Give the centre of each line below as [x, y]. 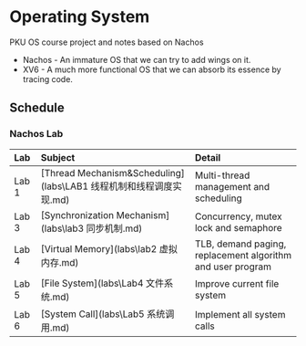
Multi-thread [222, 175]
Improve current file [237, 283]
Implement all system [240, 314]
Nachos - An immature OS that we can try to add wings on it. [137, 59]
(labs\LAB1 [65, 186]
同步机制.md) [114, 228]
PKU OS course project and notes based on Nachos [107, 42]
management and [232, 186]
